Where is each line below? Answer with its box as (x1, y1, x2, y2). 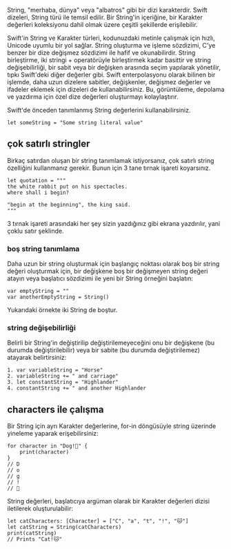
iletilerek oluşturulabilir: (7, 504, 74, 513)
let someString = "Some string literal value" (7, 119, 143, 126)
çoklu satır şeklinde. (7, 227, 64, 235)
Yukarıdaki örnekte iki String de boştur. (7, 306, 118, 314)
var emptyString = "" (7, 288, 70, 295)
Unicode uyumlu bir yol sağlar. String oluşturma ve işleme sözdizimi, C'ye (7, 41, 216, 49)
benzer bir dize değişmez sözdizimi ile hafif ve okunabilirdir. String (7, 48, 196, 57)
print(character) (19, 449, 70, 456)
